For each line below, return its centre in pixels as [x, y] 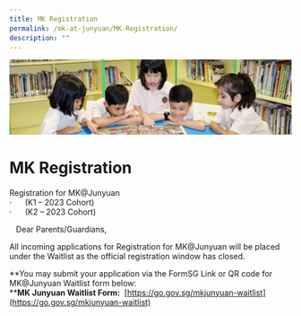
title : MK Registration [54, 19]
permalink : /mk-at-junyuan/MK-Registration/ [94, 28]
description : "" [39, 38]
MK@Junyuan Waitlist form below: [73, 283]
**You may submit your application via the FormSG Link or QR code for [141, 273]
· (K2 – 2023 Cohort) [53, 212]
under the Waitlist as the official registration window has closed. [127, 256]
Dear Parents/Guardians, [61, 229]
